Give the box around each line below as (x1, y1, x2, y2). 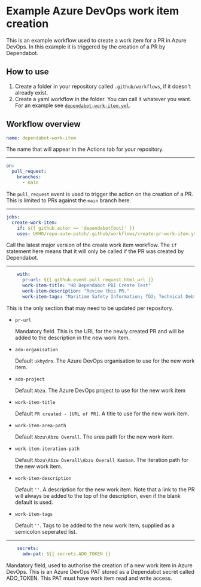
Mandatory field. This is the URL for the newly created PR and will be (14, 327, 185, 334)
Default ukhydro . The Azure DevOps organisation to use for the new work (14, 357, 195, 364)
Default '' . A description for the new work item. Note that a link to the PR (14, 486, 195, 493)
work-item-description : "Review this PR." (22, 288, 130, 294)
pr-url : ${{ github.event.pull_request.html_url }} (22, 277, 154, 283)
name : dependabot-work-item (6, 135, 77, 141)
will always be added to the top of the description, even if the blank (14, 492, 181, 499)
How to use (6, 67, 49, 77)
